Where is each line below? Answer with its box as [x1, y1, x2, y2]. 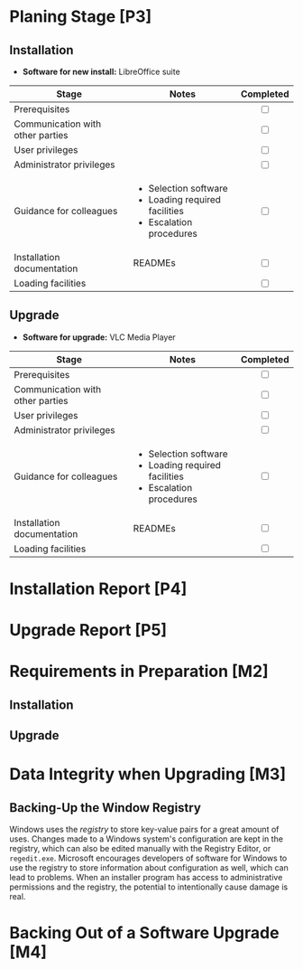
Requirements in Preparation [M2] [9, 662, 269, 682]
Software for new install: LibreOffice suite [22, 66, 180, 77]
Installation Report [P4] [9, 579, 188, 598]
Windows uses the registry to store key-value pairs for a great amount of [9, 824, 280, 835]
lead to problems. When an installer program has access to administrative [9, 872, 283, 883]
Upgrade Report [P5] [9, 620, 168, 641]
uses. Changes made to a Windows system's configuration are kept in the [9, 833, 284, 844]
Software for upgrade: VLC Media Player [22, 332, 176, 343]
